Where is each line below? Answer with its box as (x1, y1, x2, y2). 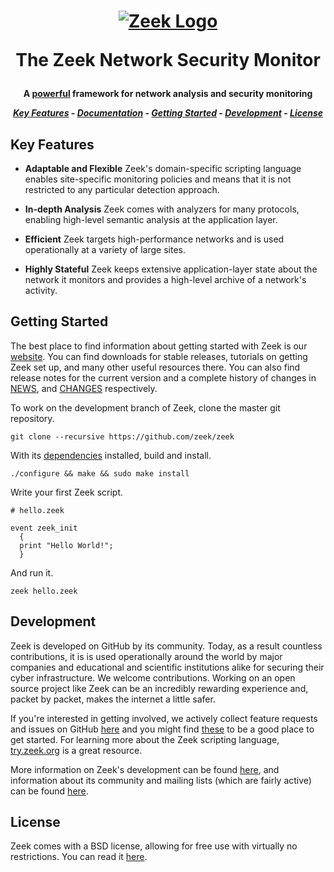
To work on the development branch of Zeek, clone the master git (10, 401, 281, 414)
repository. (10, 412, 55, 424)
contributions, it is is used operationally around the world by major (10, 650, 283, 662)
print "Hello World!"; (19, 540, 114, 550)
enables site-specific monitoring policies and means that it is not (24, 173, 292, 185)
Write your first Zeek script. (10, 486, 124, 498)
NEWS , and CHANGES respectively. (10, 382, 158, 394)
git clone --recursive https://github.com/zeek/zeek (10, 431, 235, 442)
